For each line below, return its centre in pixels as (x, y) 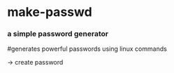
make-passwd (50, 12)
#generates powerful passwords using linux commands (87, 49)
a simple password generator (58, 34)
